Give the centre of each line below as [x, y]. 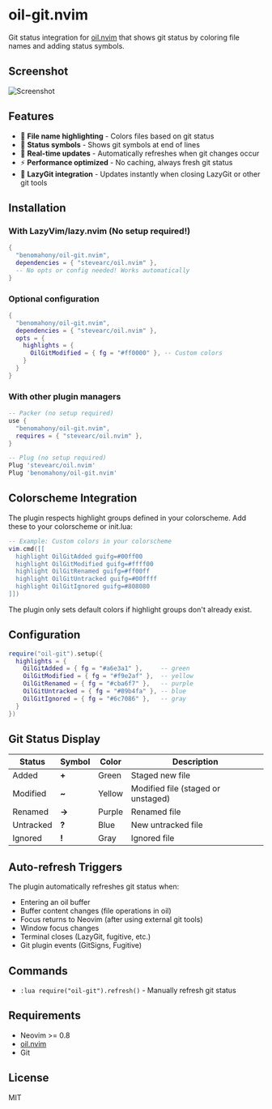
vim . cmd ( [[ [27, 548]
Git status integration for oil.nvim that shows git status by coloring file [124, 37]
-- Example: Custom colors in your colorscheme [90, 541]
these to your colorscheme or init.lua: [71, 526]
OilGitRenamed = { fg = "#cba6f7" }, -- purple [108, 684]
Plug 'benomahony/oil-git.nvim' [63, 473]
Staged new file [161, 775]
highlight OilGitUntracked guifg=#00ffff [87, 579]
